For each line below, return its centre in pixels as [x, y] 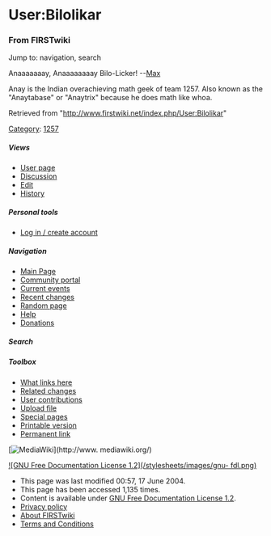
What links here [46, 382]
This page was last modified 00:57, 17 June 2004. [103, 481]
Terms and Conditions [57, 524]
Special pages [44, 416]
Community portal [50, 280]
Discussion [38, 176]
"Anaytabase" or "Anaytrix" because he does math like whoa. [110, 98]
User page [38, 168]
